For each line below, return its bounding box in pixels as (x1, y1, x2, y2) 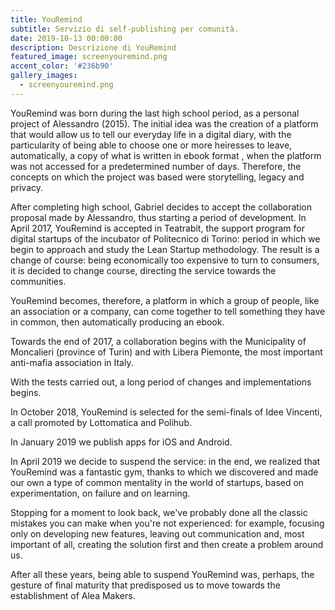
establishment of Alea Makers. (10, 589, 136, 601)
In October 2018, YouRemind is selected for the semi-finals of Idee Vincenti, (10, 406, 323, 418)
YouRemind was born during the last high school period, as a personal (10, 107, 300, 119)
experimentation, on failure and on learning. (10, 487, 191, 499)
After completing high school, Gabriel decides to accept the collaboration (10, 201, 312, 213)
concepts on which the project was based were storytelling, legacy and (10, 171, 305, 183)
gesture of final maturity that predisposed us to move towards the (10, 579, 281, 591)
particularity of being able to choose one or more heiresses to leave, (10, 139, 293, 151)
